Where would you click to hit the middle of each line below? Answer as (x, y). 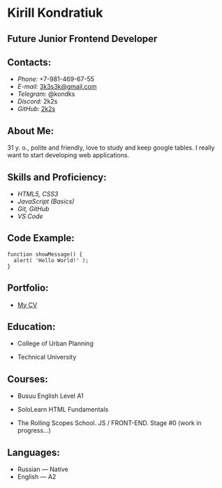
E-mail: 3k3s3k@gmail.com (57, 87)
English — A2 (37, 477)
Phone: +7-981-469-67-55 (56, 79)
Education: (31, 327)
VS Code (30, 216)
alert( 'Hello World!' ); (51, 260)
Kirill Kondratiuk (55, 13)
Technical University (47, 357)
